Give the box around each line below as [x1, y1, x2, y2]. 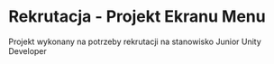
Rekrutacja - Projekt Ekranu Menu [8, 6, 267, 27]
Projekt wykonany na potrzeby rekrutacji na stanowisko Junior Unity [8, 36, 262, 47]
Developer [8, 45, 47, 56]
